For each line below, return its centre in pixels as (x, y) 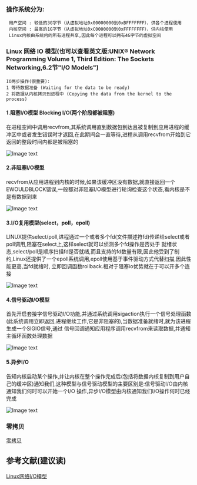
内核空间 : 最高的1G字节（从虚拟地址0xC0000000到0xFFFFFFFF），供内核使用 (91, 29)
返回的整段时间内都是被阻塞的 (42, 141)
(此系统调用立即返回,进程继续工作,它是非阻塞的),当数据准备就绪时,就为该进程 (98, 321)
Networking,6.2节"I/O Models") (52, 68)
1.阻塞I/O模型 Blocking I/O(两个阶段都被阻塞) (61, 113)
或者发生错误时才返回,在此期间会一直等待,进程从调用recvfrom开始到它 (106, 134)
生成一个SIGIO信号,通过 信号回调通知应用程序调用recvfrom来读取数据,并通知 (98, 329)
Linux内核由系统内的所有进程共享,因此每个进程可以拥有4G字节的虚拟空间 (85, 36)
